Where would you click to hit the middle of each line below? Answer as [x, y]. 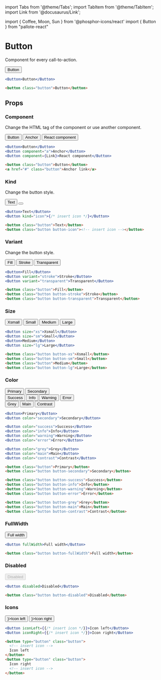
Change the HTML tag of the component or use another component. [73, 128]
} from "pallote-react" [27, 27]
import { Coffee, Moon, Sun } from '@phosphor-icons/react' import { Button [80, 22]
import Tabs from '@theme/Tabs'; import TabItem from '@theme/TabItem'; [80, 7]
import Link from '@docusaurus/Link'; [43, 12]
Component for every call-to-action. [41, 60]
